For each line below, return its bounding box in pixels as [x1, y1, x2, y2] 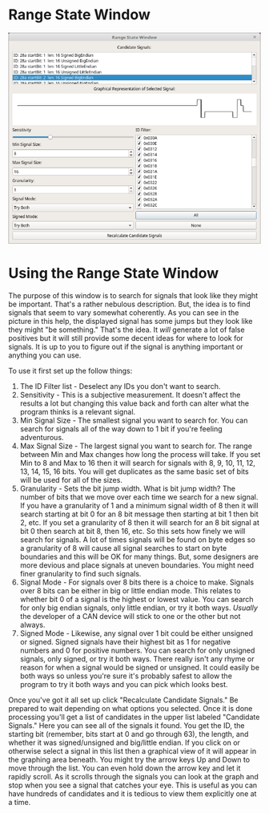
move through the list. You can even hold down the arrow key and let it [8, 763, 241, 773]
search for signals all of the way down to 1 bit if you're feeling [19, 424, 223, 434]
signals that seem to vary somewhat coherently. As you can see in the [8, 308, 239, 318]
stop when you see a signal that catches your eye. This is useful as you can [8, 780, 258, 791]
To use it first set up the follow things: [8, 366, 133, 376]
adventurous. [19, 433, 64, 443]
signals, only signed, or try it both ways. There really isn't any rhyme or [19, 654, 255, 664]
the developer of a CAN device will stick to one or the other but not [19, 612, 241, 621]
